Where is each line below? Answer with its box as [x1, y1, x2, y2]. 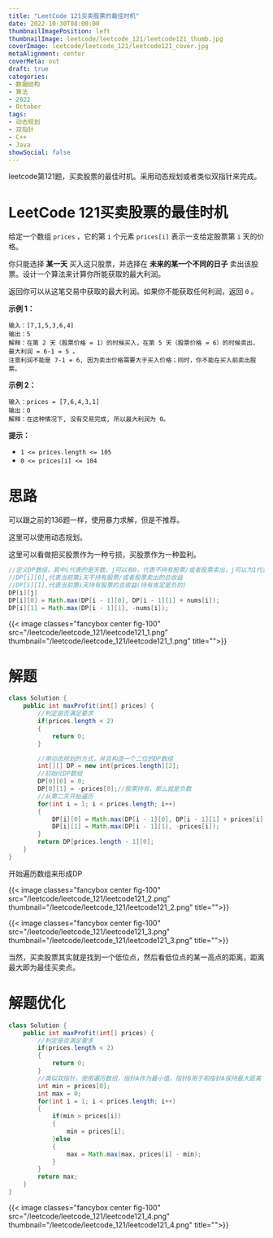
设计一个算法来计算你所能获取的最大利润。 [22, 270, 165, 279]
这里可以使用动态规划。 [8, 533, 87, 542]
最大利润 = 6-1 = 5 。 [8, 348, 80, 356]
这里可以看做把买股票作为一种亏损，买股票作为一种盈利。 [8, 550, 201, 560]
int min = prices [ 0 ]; [37, 1082, 111, 1090]
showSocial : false [8, 148, 71, 156]
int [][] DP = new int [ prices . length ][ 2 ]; [37, 762, 180, 770]
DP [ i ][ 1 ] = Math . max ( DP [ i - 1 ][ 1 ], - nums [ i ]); [8, 604, 169, 612]
